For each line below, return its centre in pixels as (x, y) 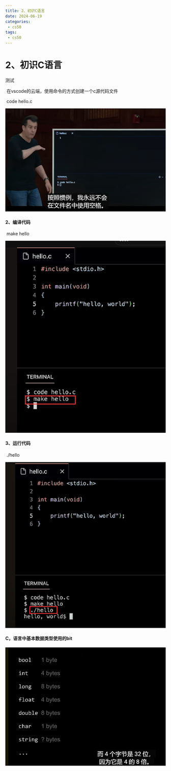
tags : (11, 32)
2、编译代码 (18, 222)
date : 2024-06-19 (24, 16)
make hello (18, 234)
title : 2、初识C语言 (25, 11)
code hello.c (19, 101)
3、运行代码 (18, 443)
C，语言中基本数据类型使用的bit (39, 638)
